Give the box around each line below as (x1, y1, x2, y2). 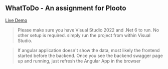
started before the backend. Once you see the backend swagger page (17, 52, 163, 58)
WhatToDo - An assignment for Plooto (5, 4, 126, 12)
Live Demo (5, 17, 28, 23)
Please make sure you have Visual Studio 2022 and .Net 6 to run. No (17, 27, 159, 33)
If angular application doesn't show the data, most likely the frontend (17, 47, 160, 53)
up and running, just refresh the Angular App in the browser (17, 57, 141, 64)
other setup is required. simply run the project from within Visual (17, 32, 151, 38)
